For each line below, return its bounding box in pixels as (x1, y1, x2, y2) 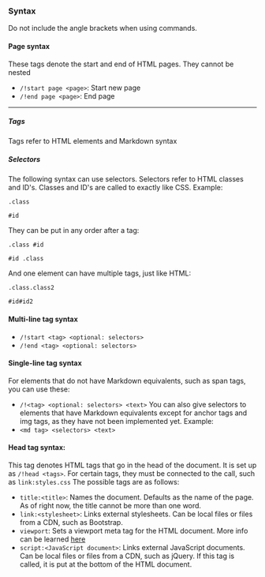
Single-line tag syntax (8, 358, 83, 368)
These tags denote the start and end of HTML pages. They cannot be (8, 59, 234, 69)
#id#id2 (8, 298, 34, 305)
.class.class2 (8, 284, 55, 292)
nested (8, 67, 32, 77)
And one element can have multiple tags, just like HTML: (8, 268, 192, 278)
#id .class (8, 255, 44, 263)
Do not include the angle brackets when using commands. (8, 24, 197, 33)
